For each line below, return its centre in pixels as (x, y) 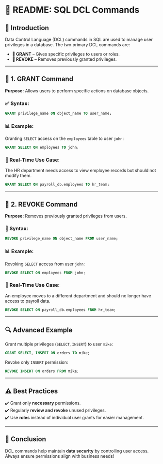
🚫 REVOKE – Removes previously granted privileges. (65, 59)
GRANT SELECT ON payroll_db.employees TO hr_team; (57, 185)
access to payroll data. (28, 301)
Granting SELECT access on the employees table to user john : (65, 138)
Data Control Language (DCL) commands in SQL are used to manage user (79, 39)
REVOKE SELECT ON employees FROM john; (45, 273)
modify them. (18, 176)
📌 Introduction (27, 28)
